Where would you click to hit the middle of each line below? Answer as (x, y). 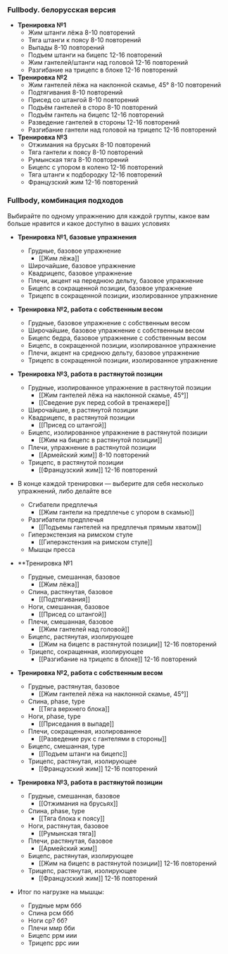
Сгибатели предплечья (63, 504)
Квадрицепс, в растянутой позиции (81, 418)
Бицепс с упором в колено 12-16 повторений (95, 168)
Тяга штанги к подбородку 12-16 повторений (95, 175)
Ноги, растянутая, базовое (68, 826)
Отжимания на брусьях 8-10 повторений (89, 145)
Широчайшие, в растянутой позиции (83, 410)
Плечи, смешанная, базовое (71, 622)
